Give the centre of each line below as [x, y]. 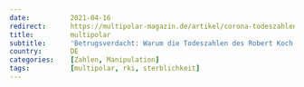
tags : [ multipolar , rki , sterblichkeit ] [105, 69]
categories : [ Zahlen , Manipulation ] [85, 60]
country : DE [44, 52]
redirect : [28, 26]
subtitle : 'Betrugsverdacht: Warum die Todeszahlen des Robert [141, 43]
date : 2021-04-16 [60, 18]
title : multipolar [60, 34]
